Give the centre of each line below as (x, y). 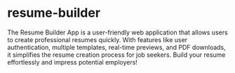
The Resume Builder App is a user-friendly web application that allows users (117, 32)
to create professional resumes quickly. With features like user (98, 39)
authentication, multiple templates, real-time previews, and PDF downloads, (116, 47)
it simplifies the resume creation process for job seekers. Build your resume (116, 55)
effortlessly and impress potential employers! (73, 62)
